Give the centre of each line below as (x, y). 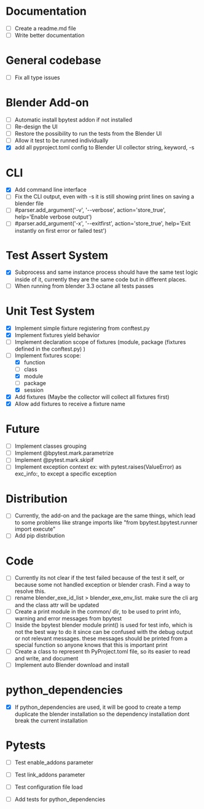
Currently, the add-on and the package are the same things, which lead (105, 516)
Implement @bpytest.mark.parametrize (64, 453)
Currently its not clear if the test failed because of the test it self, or (100, 578)
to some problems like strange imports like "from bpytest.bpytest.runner (106, 523)
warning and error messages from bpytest (68, 618)
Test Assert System (57, 255)
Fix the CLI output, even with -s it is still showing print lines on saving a (104, 197)
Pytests (26, 745)
